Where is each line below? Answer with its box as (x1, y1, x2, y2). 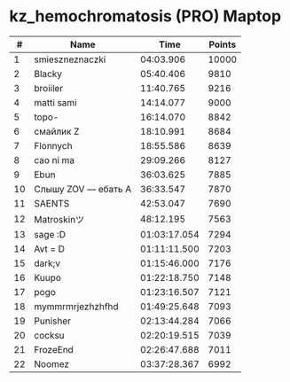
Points (208, 38, 237, 51)
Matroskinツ (34, 213, 85, 225)
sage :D (34, 228, 67, 240)
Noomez (34, 357, 69, 370)
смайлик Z (34, 125, 80, 137)
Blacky (34, 67, 62, 80)
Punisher (34, 315, 72, 327)
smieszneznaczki (34, 53, 106, 66)
